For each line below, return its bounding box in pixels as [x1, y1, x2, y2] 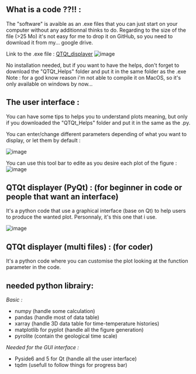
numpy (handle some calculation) [14, 308, 95, 315]
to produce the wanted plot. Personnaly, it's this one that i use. [6, 213, 157, 220]
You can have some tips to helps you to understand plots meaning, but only [6, 113, 188, 120]
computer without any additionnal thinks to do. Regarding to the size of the [6, 26, 186, 33]
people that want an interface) [6, 192, 119, 202]
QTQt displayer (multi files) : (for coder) [6, 242, 153, 251]
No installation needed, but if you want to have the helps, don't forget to [6, 62, 180, 69]
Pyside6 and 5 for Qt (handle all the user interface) [14, 355, 137, 362]
